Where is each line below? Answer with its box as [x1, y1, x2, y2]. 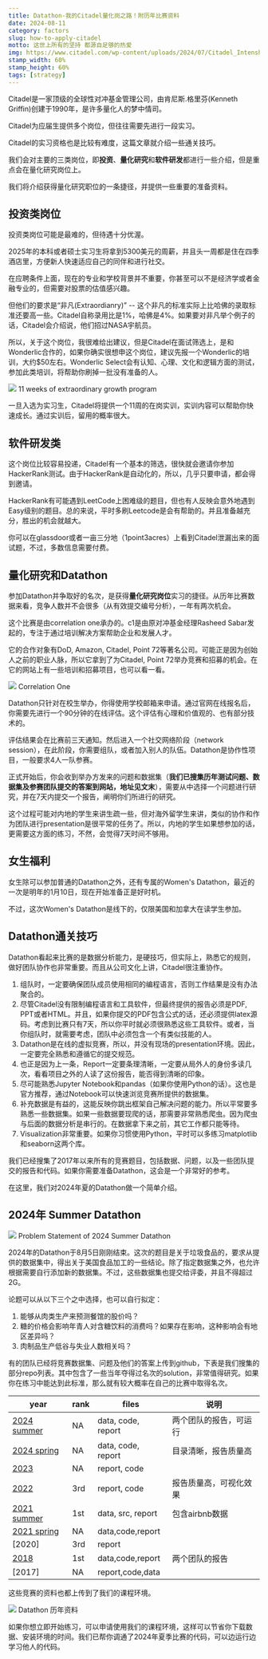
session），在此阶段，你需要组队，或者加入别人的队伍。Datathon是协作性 [8, 745, 249, 755]
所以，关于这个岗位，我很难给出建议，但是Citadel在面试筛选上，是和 [8, 337, 235, 347]
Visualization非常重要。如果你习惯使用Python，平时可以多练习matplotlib [19, 1129, 258, 1138]
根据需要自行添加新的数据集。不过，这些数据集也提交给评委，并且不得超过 [8, 1267, 253, 1277]
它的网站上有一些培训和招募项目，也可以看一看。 [8, 665, 169, 675]
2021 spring [12, 1525, 60, 1536]
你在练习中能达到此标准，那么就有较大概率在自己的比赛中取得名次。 [8, 1377, 232, 1388]
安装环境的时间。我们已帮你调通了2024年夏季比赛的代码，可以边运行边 [22, 1632, 257, 1641]
